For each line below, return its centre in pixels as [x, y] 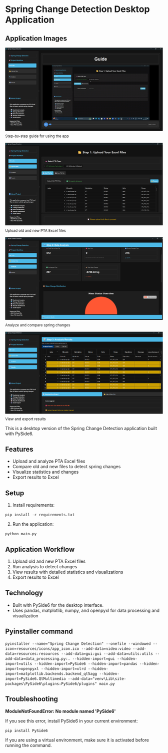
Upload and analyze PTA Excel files [49, 461]
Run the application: [33, 524]
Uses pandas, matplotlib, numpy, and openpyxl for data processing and [86, 610]
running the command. [28, 745]
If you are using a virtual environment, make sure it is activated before [77, 740]
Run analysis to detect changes [45, 567]
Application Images [36, 38]
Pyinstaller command [39, 632]
